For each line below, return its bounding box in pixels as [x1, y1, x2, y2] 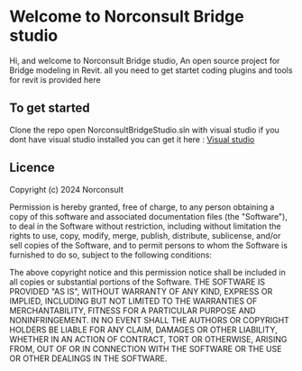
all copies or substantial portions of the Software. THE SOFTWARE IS [9, 276, 266, 287]
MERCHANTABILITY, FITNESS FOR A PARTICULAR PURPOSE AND [9, 304, 256, 316]
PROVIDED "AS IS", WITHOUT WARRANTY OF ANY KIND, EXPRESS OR [9, 285, 273, 296]
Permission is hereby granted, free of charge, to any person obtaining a [9, 201, 275, 213]
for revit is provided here [9, 74, 101, 85]
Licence [9, 160, 56, 176]
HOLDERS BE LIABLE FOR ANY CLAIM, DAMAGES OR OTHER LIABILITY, [9, 324, 278, 335]
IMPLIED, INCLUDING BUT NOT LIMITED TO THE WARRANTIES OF [9, 295, 258, 306]
